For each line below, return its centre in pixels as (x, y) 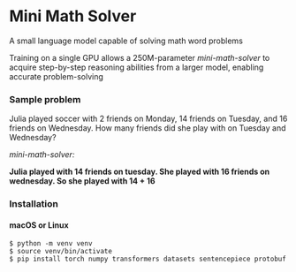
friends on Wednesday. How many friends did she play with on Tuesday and (148, 128)
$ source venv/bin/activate (61, 252)
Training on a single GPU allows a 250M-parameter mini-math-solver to (140, 57)
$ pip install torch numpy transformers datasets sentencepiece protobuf (148, 259)
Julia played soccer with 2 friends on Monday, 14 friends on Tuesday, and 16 (148, 119)
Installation (34, 204)
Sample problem (45, 99)
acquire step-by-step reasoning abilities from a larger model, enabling (137, 67)
